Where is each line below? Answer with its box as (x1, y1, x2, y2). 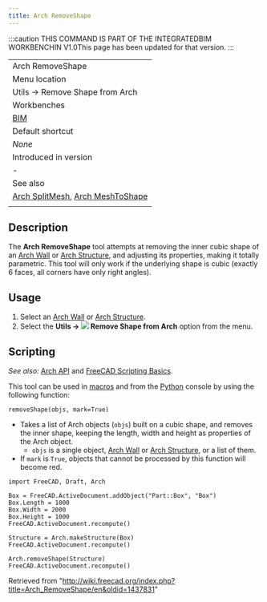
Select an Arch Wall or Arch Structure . (19, 312, 146, 321)
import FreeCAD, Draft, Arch (8, 478, 106, 486)
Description (8, 221, 68, 235)
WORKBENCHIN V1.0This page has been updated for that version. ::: (8, 42, 235, 52)
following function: (8, 390, 71, 400)
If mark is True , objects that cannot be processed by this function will (19, 454, 246, 463)
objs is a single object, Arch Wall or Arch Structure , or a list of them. (31, 446, 257, 455)
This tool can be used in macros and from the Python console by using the (8, 382, 255, 391)
